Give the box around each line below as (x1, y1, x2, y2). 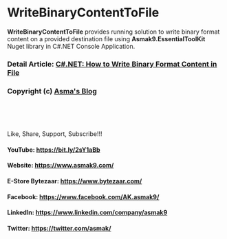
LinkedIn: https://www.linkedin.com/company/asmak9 (7, 208, 168, 217)
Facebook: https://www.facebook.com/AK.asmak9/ (7, 192, 160, 201)
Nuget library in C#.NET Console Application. (7, 42, 136, 50)
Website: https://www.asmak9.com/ (7, 161, 114, 170)
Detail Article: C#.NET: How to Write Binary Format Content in (7, 59, 217, 69)
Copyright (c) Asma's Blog (7, 86, 98, 95)
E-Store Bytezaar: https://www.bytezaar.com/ (7, 177, 142, 185)
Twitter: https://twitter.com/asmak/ (7, 224, 111, 232)
